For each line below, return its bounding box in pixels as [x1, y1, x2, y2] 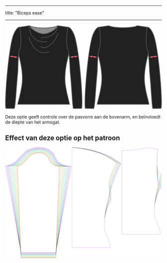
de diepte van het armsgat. [5, 119, 61, 125]
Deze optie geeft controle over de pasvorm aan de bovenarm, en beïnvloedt [5, 114, 161, 120]
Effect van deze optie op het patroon [5, 133, 120, 142]
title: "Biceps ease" [5, 10, 45, 15]
